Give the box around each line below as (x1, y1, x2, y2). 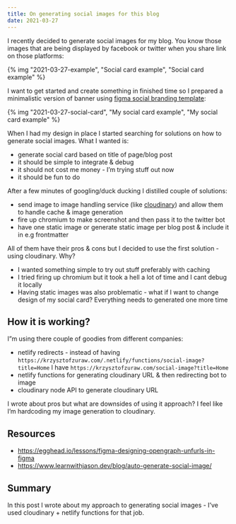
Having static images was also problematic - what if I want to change (17, 287, 219, 296)
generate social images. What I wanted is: (7, 136, 129, 145)
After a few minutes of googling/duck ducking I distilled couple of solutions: (7, 186, 228, 195)
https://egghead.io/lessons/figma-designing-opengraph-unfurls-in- (17, 447, 216, 455)
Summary (7, 482, 52, 494)
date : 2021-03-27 (7, 17, 59, 24)
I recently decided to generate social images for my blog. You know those (7, 36, 222, 45)
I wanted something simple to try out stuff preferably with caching (17, 265, 211, 273)
